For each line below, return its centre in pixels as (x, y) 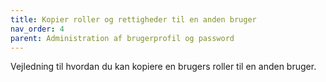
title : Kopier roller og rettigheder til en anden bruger (133, 19)
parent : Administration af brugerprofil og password (122, 38)
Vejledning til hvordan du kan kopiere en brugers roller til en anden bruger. (163, 67)
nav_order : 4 (37, 29)
